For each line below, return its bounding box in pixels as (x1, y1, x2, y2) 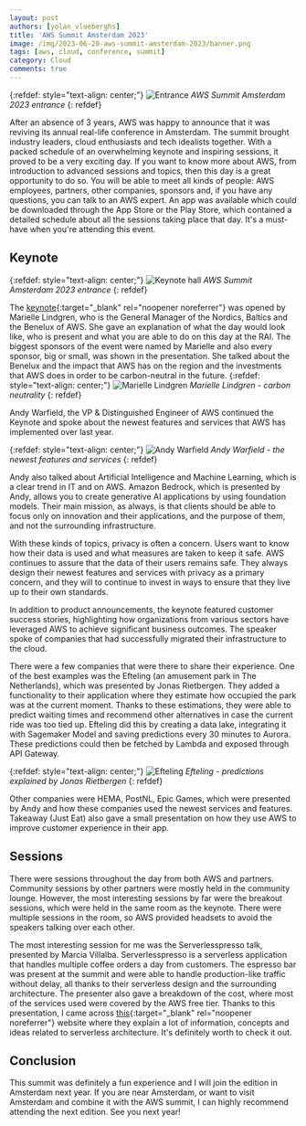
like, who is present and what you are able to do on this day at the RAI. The (9, 331, 291, 342)
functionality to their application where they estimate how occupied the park (9, 689, 297, 700)
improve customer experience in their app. (9, 822, 170, 833)
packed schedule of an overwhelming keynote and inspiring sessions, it (9, 145, 279, 156)
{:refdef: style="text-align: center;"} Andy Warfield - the (9, 444, 285, 455)
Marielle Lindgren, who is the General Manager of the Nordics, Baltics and (9, 312, 288, 323)
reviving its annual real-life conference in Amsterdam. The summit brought (9, 126, 290, 137)
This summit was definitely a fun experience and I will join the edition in (9, 1078, 279, 1089)
